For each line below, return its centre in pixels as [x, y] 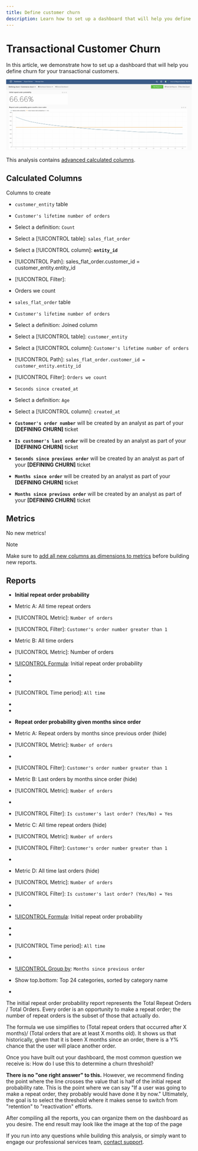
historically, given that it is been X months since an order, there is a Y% [92, 1040]
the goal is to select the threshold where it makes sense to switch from [92, 1100]
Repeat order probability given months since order [78, 722]
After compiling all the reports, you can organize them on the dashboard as [97, 1118]
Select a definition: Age [42, 400]
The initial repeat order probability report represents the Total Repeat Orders [99, 1003]
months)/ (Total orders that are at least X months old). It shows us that [91, 1033]
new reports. [22, 562]
